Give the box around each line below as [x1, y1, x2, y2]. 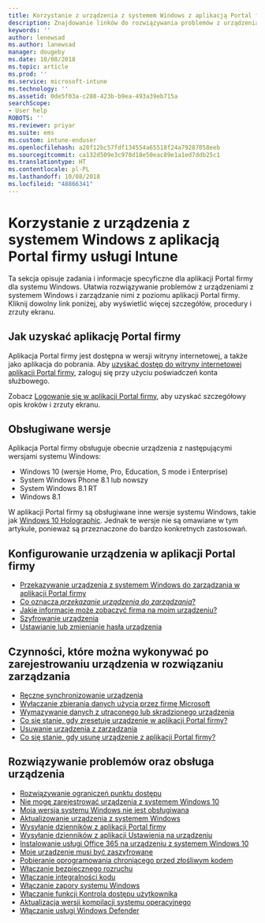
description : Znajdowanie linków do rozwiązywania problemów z [8, 19, 221, 27]
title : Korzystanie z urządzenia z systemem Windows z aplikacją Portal [8, 11, 252, 20]
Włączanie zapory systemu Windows [19, 880, 140, 890]
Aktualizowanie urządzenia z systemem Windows [19, 813, 181, 823]
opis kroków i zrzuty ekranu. [8, 400, 101, 409]
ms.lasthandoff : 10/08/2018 [8, 173, 101, 181]
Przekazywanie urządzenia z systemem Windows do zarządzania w [19, 580, 241, 590]
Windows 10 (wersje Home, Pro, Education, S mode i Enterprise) [19, 467, 229, 477]
